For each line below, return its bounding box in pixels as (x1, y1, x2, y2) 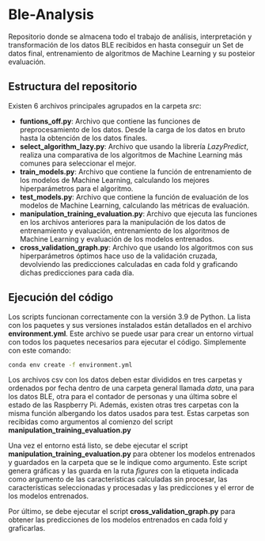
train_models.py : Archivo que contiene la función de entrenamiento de (19, 166, 252, 176)
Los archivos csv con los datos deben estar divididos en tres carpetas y (8, 375, 243, 385)
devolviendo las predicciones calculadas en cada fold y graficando (19, 259, 238, 269)
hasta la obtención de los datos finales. (19, 133, 148, 143)
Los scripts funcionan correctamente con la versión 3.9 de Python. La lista (8, 311, 251, 322)
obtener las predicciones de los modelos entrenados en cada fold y (8, 515, 228, 524)
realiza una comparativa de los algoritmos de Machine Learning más (19, 150, 243, 159)
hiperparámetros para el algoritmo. (19, 184, 134, 193)
